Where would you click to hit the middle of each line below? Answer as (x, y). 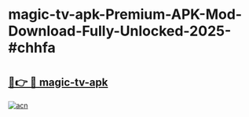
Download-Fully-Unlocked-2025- (120, 31)
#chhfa (32, 48)
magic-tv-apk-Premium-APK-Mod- (125, 15)
